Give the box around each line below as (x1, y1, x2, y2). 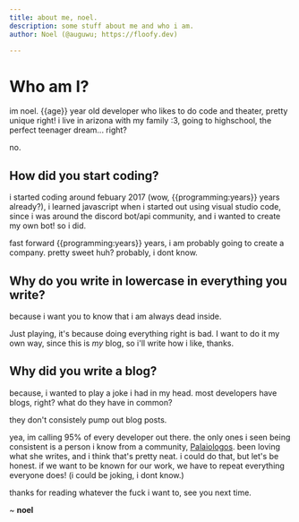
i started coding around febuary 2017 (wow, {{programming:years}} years (9, 192, 280, 202)
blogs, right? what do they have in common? (9, 397, 173, 407)
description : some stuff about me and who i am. (9, 21, 194, 30)
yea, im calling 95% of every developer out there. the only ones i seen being (9, 432, 291, 442)
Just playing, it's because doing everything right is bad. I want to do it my (9, 328, 280, 338)
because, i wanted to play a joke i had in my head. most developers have (9, 387, 278, 398)
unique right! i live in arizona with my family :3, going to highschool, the (9, 116, 272, 126)
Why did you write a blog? (9, 364, 158, 379)
